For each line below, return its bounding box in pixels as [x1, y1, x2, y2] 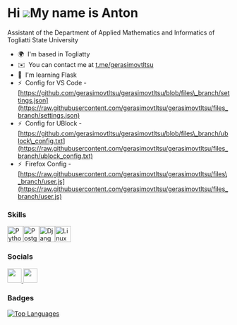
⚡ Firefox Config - [17, 159, 72, 168]
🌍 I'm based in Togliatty [17, 49, 90, 58]
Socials [7, 252, 33, 262]
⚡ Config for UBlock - [17, 118, 83, 128]
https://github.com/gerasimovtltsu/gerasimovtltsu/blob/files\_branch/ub [20, 129, 229, 137]
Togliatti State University [7, 35, 79, 44]
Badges [7, 293, 34, 303]
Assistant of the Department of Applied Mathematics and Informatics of [7, 28, 215, 37]
